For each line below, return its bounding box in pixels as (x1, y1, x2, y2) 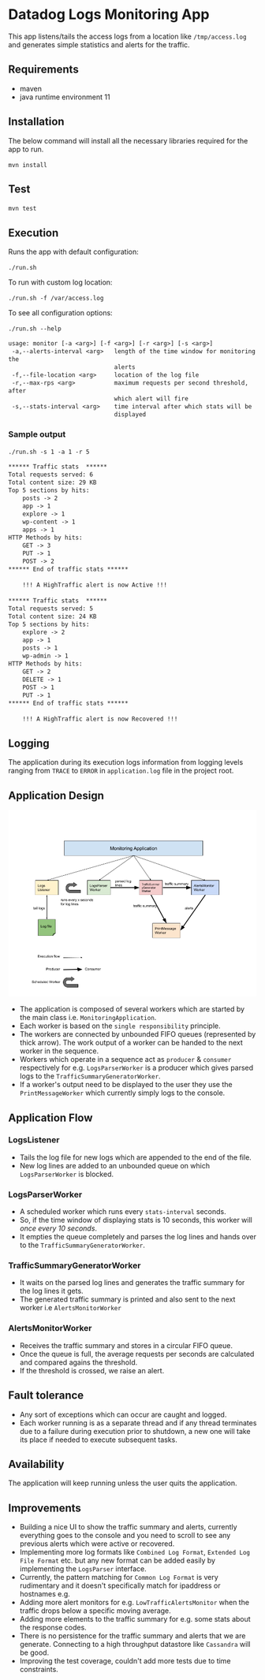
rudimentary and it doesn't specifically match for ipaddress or (19, 1581, 221, 1590)
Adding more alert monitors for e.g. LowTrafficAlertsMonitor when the (19, 1598, 250, 1607)
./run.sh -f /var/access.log (8, 294, 104, 303)
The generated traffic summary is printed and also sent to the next (19, 1294, 236, 1304)
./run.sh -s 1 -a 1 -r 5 (8, 448, 90, 456)
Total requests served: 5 (8, 605, 93, 613)
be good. (19, 1648, 50, 1657)
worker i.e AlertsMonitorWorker (19, 1303, 122, 1313)
